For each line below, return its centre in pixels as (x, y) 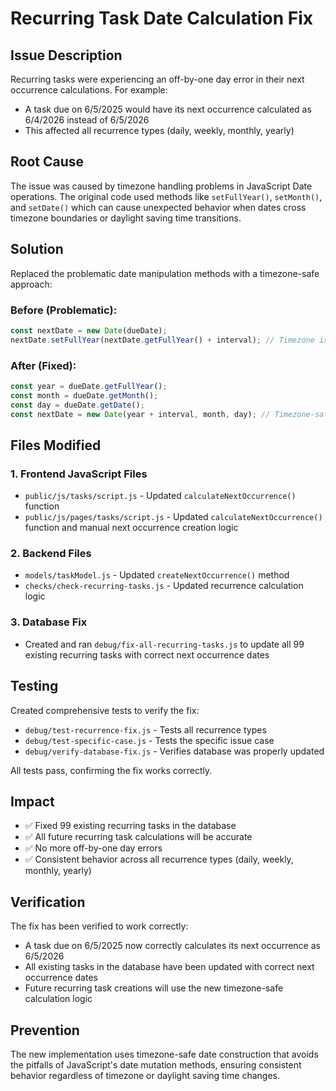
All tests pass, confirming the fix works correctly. (111, 770)
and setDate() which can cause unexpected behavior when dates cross (158, 207)
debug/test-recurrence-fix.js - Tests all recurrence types (145, 729)
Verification (48, 902)
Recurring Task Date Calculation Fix (161, 18)
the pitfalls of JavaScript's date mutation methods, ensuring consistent (156, 1065)
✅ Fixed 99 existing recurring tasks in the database (130, 826)
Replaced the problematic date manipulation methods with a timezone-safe (165, 273)
